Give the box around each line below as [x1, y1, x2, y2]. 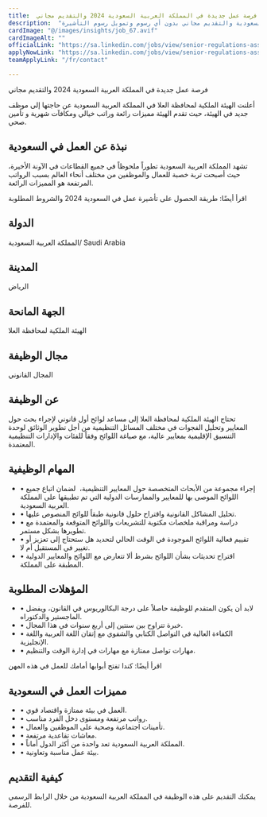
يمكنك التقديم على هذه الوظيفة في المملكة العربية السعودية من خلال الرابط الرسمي [8, 792, 256, 801]
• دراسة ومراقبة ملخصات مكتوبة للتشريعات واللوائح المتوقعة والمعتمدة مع [19, 517, 238, 527]
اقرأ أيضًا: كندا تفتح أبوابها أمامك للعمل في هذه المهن [8, 661, 162, 671]
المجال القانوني [8, 370, 53, 379]
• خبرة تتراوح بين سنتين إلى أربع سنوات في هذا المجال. [19, 621, 184, 630]
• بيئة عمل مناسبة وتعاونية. [19, 748, 99, 757]
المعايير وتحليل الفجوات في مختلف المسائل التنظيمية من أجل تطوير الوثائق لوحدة [8, 422, 248, 432]
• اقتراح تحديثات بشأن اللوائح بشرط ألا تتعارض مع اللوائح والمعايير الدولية [19, 551, 235, 560]
